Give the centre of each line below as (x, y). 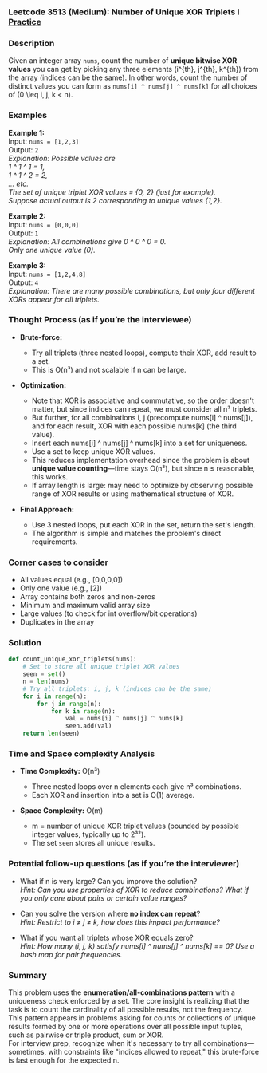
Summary (28, 975)
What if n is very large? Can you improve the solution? (108, 881)
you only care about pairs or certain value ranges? (103, 898)
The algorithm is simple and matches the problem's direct (126, 533)
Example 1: (27, 132)
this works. (50, 476)
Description (31, 43)
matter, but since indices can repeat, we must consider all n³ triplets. (144, 408)
